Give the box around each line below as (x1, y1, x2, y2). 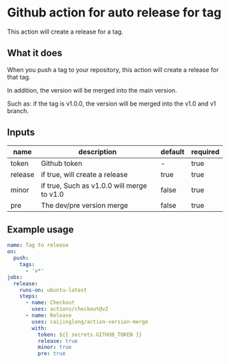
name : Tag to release (7, 242, 69, 249)
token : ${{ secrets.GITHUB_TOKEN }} (37, 331, 142, 338)
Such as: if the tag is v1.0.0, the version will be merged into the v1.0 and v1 (7, 99, 216, 108)
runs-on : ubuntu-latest (19, 287, 88, 293)
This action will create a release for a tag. (7, 27, 124, 36)
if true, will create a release (40, 169, 128, 179)
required (191, 147, 220, 156)
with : (31, 324, 48, 332)
